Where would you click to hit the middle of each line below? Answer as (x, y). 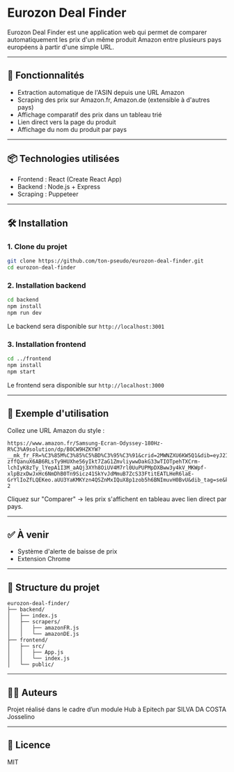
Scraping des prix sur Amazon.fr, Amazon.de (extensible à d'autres (114, 100)
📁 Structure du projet (53, 587)
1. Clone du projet (37, 246)
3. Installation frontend (47, 344)
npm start (22, 371)
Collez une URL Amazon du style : (56, 430)
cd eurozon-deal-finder (42, 268)
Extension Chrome (44, 559)
